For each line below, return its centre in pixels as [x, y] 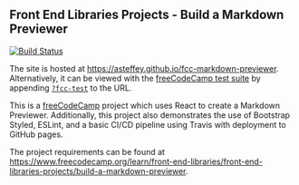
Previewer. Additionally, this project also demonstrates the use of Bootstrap [150, 115]
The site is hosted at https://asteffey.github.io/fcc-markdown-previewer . [144, 68]
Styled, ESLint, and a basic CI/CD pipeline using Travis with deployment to [148, 124]
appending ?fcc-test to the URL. [71, 88]
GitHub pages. [36, 134]
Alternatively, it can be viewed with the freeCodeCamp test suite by [135, 78]
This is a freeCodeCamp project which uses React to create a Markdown [145, 105]
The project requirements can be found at [87, 151]
